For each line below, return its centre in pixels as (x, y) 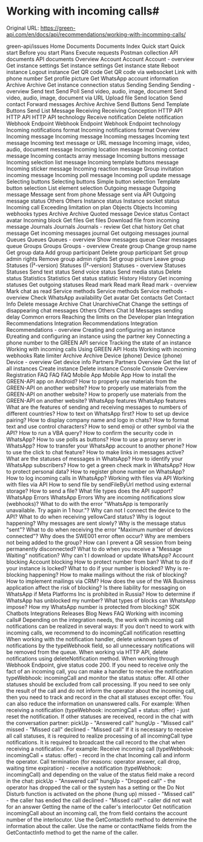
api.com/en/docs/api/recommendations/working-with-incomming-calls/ (96, 34)
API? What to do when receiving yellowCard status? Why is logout (88, 516)
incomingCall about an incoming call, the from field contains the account (97, 813)
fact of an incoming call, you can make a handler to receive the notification (99, 671)
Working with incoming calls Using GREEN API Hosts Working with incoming (101, 349)
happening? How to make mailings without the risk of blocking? (108, 574)
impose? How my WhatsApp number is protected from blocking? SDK (93, 607)
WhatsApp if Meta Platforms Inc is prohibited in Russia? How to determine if (101, 594)
